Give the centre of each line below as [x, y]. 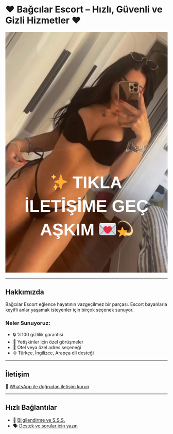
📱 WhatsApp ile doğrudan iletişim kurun [47, 387]
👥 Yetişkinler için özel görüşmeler [48, 342]
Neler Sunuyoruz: [28, 323]
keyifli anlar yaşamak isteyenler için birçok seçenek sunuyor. [70, 310]
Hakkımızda [25, 292]
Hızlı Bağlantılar [31, 408]
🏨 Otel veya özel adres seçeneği [47, 348]
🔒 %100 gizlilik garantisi [38, 335]
